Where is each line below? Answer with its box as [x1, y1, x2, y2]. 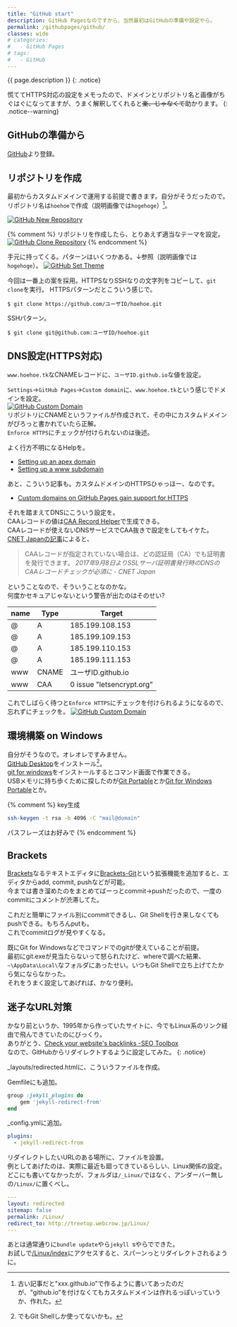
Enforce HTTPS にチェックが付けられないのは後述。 [7, 428, 154, 437]
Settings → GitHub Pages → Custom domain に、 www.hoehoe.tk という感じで [7, 385, 214, 394]
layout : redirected [7, 1201, 65, 1208]
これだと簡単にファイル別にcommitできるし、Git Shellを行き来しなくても [7, 911, 220, 919]
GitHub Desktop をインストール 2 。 [7, 757, 107, 767]
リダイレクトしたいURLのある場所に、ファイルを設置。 [7, 1153, 168, 1162]
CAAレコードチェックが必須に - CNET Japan [24, 567, 156, 576]
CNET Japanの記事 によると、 [7, 534, 93, 543]
